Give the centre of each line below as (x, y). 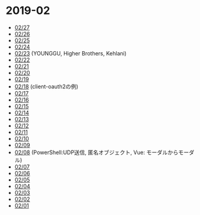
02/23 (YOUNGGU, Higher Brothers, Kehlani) (71, 53)
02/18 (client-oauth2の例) (46, 86)
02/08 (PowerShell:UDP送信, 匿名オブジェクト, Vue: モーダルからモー (102, 152)
